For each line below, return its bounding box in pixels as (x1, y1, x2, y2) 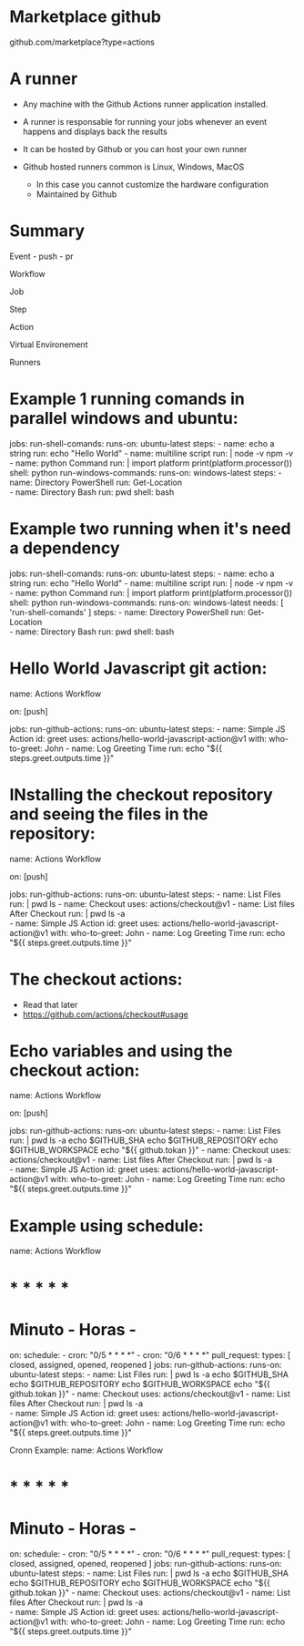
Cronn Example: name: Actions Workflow (9, 1445, 164, 1456)
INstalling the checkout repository (9, 784, 273, 805)
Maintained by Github (35, 189, 117, 200)
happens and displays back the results (22, 126, 168, 137)
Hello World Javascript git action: (9, 658, 268, 678)
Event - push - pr (9, 251, 75, 262)
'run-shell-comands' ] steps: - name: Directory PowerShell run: (9, 606, 246, 617)
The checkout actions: (9, 969, 183, 990)
